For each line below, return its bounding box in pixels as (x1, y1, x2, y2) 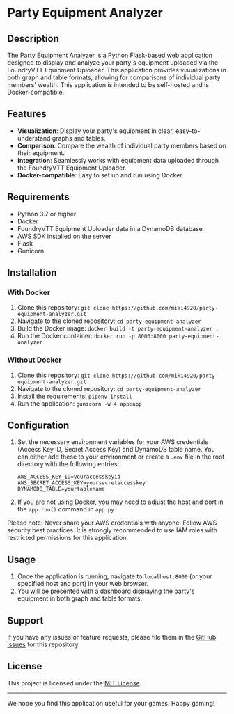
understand (17, 134, 51, 142)
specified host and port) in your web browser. (17, 580, 148, 588)
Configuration (7, 420, 70, 431)
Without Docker (7, 355, 62, 365)
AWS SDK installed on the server (17, 232, 111, 240)
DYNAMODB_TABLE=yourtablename (17, 486, 106, 493)
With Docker (7, 287, 51, 297)
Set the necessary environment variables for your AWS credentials (17, 438, 209, 446)
